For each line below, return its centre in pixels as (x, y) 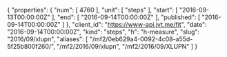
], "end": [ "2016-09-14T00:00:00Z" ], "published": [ (126, 17)
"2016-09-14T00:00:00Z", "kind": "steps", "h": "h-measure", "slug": (103, 32)
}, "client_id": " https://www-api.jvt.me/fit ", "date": (136, 24)
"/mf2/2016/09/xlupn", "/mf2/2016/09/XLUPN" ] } (127, 46)
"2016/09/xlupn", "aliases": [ (48, 39)
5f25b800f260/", (31, 46)
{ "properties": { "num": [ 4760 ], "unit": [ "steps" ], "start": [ (92, 10)
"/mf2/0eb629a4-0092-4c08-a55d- (141, 39)
